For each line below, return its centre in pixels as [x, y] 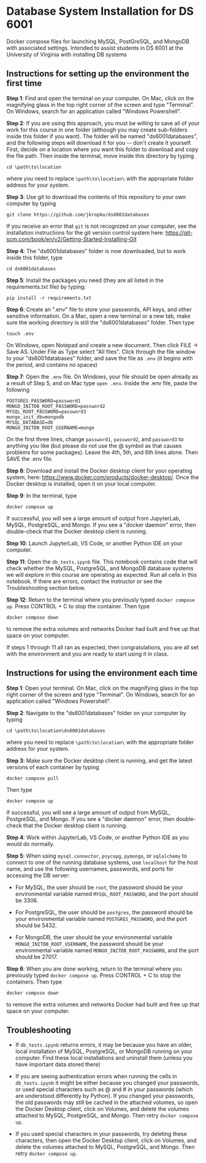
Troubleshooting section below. [46, 587]
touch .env [20, 334]
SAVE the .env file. [30, 458]
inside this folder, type [34, 257]
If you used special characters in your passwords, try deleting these [101, 1134]
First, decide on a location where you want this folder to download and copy [102, 149]
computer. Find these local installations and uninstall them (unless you [104, 1058]
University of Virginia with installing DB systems [67, 54]
